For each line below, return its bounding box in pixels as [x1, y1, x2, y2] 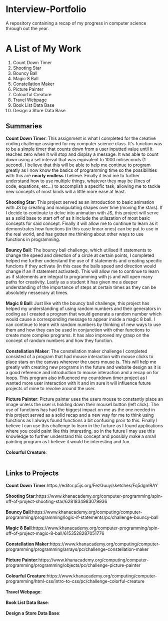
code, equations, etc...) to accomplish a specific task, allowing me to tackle [5, 183, 160, 189]
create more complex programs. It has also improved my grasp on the [5, 332, 149, 338]
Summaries [5, 122, 42, 131]
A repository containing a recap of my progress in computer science [5, 20, 146, 26]
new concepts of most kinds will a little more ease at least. [5, 188, 126, 194]
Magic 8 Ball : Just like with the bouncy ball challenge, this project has [5, 300, 149, 306]
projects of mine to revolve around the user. [5, 385, 96, 391]
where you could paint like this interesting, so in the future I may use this [5, 428, 155, 434]
